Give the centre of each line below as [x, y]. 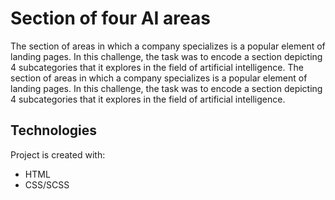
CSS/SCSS [47, 184]
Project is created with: [58, 154]
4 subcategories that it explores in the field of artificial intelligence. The [157, 67]
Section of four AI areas [110, 18]
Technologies [54, 130]
